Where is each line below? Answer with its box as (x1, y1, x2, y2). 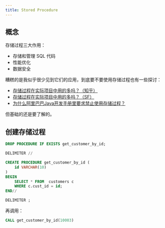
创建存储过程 (5, 127, 46, 136)
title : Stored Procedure (5, 7, 58, 13)
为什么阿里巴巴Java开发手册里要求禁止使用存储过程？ (12, 100, 126, 106)
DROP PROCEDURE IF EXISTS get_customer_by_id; (5, 142, 106, 147)
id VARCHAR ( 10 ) (14, 165, 47, 170)
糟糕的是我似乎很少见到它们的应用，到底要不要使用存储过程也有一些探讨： (5, 77, 161, 83)
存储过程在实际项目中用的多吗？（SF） (12, 94, 95, 100)
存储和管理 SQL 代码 (12, 53, 56, 59)
